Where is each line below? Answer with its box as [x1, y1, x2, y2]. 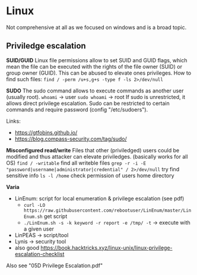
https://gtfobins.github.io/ [14, 129, 78, 136]
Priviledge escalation [6, 41, 86, 51]
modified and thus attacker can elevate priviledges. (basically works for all [6, 153, 188, 160]
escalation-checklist [14, 250, 65, 257]
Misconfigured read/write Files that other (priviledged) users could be [6, 146, 180, 154]
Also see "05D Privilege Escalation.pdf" [6, 262, 103, 269]
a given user [23, 225, 55, 232]
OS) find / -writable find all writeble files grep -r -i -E [6, 159, 147, 167]
